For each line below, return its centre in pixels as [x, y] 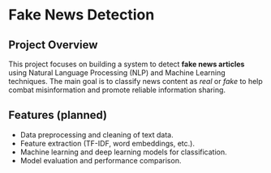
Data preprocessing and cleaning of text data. [97, 134]
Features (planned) [58, 115]
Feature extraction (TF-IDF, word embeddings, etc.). [107, 143]
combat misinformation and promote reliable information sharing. [117, 90]
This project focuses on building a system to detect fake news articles [127, 64]
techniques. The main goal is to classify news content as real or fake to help [136, 81]
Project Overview [53, 45]
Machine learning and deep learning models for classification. [123, 152]
